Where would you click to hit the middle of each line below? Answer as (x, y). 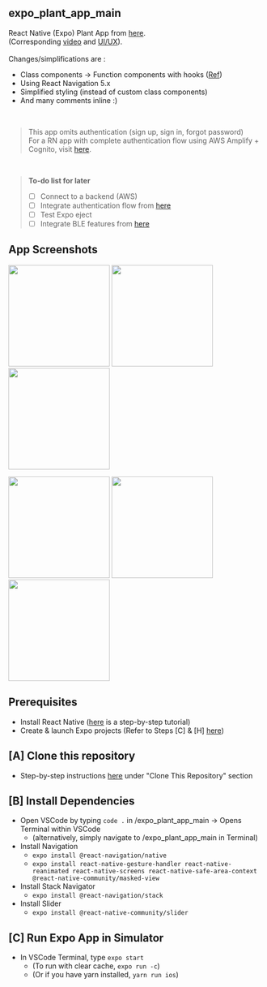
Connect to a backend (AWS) (89, 196)
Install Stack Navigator (57, 886)
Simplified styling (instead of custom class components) (114, 92)
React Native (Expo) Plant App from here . (77, 32)
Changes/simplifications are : (57, 58)
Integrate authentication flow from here (106, 205)
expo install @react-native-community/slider (110, 913)
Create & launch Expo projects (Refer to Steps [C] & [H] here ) (122, 731)
